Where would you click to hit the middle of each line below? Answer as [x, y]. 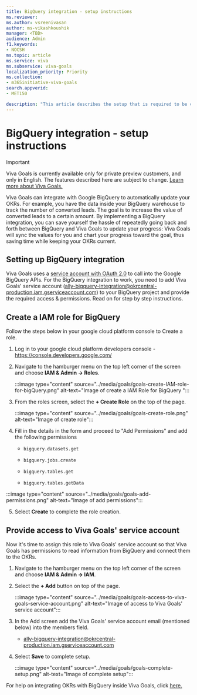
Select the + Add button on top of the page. [67, 586]
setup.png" [28, 674]
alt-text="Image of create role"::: [54, 420]
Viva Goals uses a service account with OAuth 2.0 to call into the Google [94, 273]
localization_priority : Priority [47, 72]
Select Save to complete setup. [52, 656]
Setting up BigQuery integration [65, 259]
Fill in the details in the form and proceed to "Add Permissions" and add [101, 431]
